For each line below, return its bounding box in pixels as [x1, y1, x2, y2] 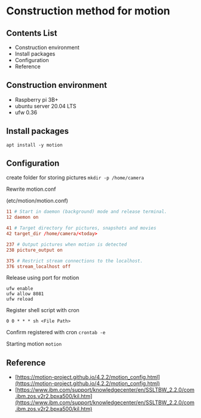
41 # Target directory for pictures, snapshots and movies [6, 225, 157, 231]
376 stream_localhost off [6, 263, 71, 270]
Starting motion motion [6, 340, 62, 347]
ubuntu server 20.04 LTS [14, 102, 77, 109]
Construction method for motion [6, 4, 170, 18]
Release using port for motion [6, 274, 80, 282]
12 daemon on [6, 214, 39, 221]
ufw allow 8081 [6, 291, 44, 297]
